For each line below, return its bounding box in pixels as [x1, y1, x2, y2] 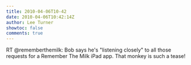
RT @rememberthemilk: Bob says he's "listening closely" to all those [6, 46, 172, 53]
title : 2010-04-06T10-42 [6, 8, 67, 15]
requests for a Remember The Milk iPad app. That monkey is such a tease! [6, 53, 186, 60]
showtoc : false [6, 25, 43, 31]
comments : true [6, 30, 43, 36]
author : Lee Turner [6, 19, 54, 25]
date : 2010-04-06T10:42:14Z [6, 14, 75, 20]
